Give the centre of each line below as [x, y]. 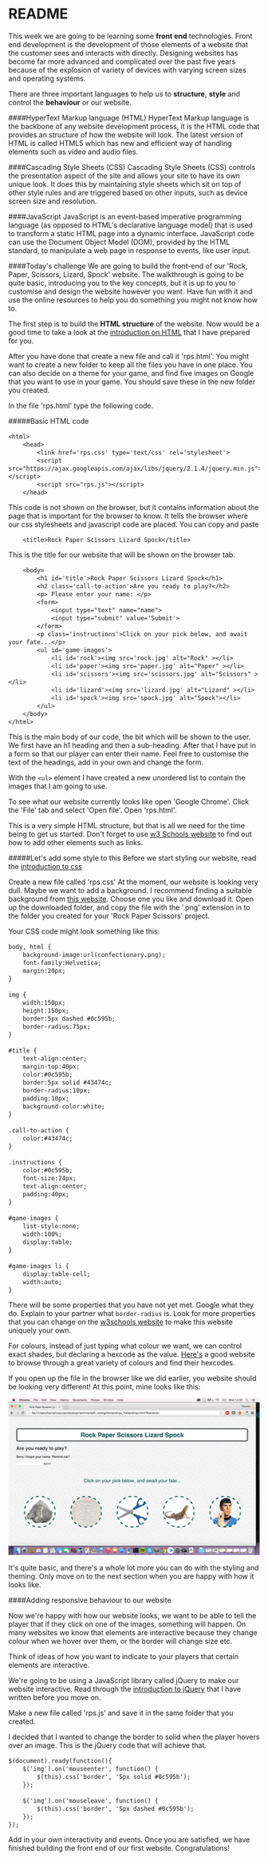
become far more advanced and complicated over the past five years [122, 61]
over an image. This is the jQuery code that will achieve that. [108, 1745]
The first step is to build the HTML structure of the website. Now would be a [134, 323]
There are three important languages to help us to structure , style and [124, 93]
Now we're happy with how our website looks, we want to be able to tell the [132, 1615]
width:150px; [44, 1002]
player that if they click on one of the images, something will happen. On [127, 1624]
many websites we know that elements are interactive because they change [133, 1632]
